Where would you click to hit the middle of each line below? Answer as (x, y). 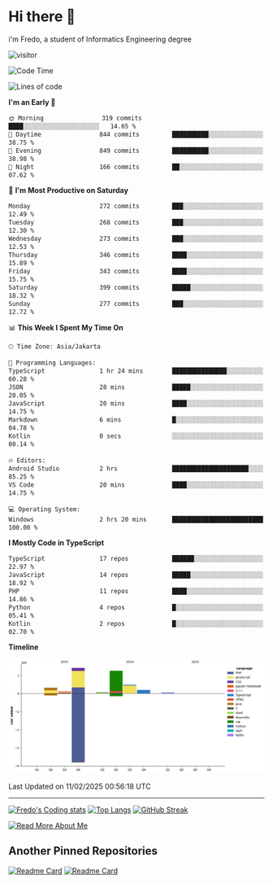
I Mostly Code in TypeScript (56, 542)
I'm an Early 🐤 (32, 102)
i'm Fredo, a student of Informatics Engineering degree (100, 39)
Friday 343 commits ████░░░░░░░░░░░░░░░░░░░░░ (136, 271)
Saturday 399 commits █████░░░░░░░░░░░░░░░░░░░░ (136, 287)
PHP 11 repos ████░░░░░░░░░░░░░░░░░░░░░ (136, 591)
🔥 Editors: (27, 460)
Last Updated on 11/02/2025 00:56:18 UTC (80, 786)
